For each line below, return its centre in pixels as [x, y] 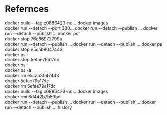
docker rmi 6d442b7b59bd [33, 96]
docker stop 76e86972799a [34, 39]
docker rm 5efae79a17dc [31, 86]
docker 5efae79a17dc [27, 81]
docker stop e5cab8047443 [34, 49]
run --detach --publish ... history [39, 107]
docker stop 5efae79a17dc [32, 59]
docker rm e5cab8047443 [32, 75]
